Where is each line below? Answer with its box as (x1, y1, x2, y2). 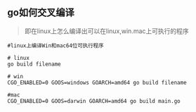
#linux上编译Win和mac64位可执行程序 (7, 42, 104, 49)
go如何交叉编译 (7, 6, 75, 19)
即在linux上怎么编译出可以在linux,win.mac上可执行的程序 (24, 27, 190, 35)
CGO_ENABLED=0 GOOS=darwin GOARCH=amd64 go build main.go (7, 97, 181, 104)
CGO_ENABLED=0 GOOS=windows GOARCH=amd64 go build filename (7, 79, 188, 86)
